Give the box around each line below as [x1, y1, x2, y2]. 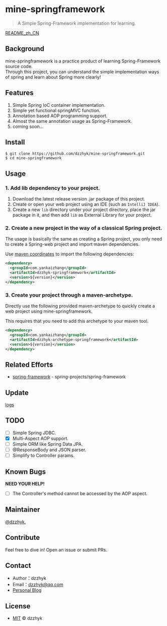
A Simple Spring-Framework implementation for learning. [17, 20, 136, 26]
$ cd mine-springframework [5, 156, 62, 161]
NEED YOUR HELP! [5, 480, 45, 486]
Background [5, 44, 44, 53]
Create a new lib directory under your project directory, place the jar [12, 206, 156, 213]
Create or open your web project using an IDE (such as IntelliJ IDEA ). [12, 201, 160, 207]
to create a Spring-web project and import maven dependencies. [5, 241, 140, 247]
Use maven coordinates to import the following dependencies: [5, 251, 134, 257]
